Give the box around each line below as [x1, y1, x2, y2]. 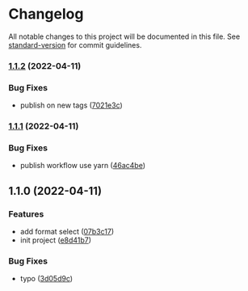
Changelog [8, 5, 84, 23]
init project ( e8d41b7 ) [19, 235, 91, 245]
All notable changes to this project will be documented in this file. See [8, 32, 241, 41]
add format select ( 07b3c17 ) [19, 227, 115, 237]
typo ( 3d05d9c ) [19, 274, 74, 284]
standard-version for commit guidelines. [8, 40, 142, 49]
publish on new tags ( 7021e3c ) [19, 100, 123, 110]
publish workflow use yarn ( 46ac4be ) [19, 161, 146, 171]
